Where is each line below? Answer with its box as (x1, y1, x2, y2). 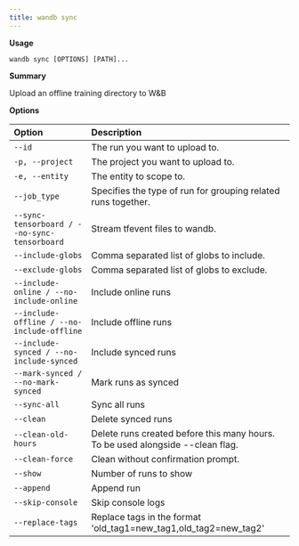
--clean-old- (13, 429, 69, 439)
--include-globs (13, 250, 83, 260)
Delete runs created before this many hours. (91, 427, 276, 439)
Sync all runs (91, 398, 145, 411)
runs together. (91, 195, 151, 208)
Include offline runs (91, 315, 172, 328)
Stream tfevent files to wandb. (91, 222, 216, 234)
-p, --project (13, 157, 74, 167)
